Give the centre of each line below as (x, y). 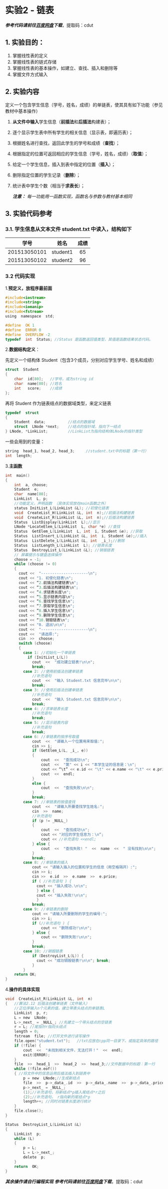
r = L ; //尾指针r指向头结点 (40, 1027)
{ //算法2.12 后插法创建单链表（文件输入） (47, 1004)
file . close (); (29, 1111)
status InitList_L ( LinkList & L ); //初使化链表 (61, 508)
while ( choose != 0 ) (35, 564)
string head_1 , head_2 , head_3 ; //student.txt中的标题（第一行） (77, 451)
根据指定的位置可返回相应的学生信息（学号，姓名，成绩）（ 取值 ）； (80, 154)
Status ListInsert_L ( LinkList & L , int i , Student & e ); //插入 (81, 536)
